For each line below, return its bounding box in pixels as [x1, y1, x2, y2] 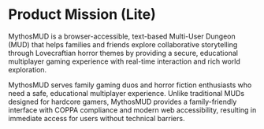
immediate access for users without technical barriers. [8, 113, 185, 123]
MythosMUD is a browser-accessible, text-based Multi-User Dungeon [8, 31, 236, 41]
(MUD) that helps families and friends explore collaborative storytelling [8, 39, 238, 49]
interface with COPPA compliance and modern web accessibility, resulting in [8, 105, 257, 115]
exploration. [8, 64, 47, 74]
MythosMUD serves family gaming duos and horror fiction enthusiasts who [8, 80, 252, 90]
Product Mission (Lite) [8, 6, 156, 24]
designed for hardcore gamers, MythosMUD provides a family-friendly [8, 97, 237, 106]
